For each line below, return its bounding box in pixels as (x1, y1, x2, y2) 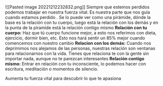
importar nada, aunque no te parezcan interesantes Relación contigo (5, 56, 144, 61)
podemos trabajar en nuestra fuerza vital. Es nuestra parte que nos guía (5, 9, 150, 15)
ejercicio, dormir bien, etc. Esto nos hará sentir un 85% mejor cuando (5, 35, 145, 41)
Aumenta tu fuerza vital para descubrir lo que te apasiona (5, 75, 121, 81)
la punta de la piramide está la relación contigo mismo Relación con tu (5, 25, 147, 31)
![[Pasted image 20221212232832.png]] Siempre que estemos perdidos (5, 4, 150, 10)
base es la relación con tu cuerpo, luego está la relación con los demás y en (5, 19, 158, 25)
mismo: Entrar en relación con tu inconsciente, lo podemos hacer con (5, 61, 146, 67)
